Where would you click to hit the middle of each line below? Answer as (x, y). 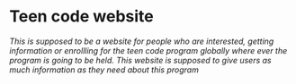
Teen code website (82, 17)
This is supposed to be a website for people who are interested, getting (142, 41)
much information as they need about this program (104, 70)
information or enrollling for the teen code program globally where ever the (148, 50)
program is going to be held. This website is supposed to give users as (140, 60)
